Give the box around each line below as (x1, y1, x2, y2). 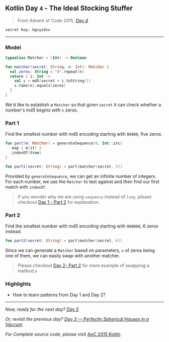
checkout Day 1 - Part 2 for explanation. (17, 199, 100, 205)
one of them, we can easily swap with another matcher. (5, 252, 120, 259)
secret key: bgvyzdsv (5, 27, 51, 32)
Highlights (5, 280, 31, 287)
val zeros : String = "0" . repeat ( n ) (10, 69, 84, 74)
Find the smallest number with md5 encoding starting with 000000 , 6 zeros (5, 223, 158, 229)
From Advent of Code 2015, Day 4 (17, 17, 89, 23)
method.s (17, 267, 38, 274)
